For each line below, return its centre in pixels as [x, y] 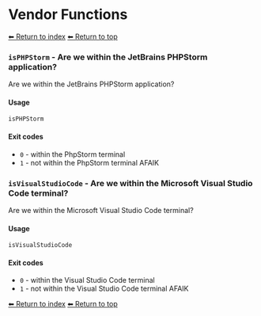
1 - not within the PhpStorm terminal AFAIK [89, 162]
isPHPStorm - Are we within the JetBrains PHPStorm [108, 57]
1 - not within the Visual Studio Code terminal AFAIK [104, 289]
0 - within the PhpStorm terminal [72, 154]
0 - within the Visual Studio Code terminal [87, 280]
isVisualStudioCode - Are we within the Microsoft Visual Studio [130, 183]
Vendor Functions [68, 15]
